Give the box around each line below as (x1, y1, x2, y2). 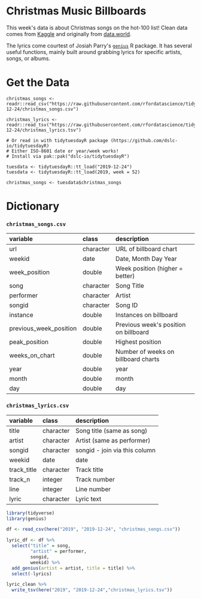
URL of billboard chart (115, 245, 178, 253)
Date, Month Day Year (115, 255, 178, 263)
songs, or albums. (6, 55, 51, 62)
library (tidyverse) (6, 510, 55, 516)
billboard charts (115, 355, 160, 363)
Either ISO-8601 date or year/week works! (11, 148, 119, 154)
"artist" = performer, (30, 549, 87, 555)
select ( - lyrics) (11, 571, 52, 577)
